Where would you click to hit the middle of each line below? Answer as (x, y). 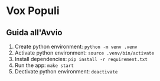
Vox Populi (33, 11)
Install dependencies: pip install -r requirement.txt (81, 59)
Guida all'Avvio (34, 33)
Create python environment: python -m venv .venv (76, 46)
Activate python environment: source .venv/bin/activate (84, 53)
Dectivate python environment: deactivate (66, 71)
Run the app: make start (44, 65)
